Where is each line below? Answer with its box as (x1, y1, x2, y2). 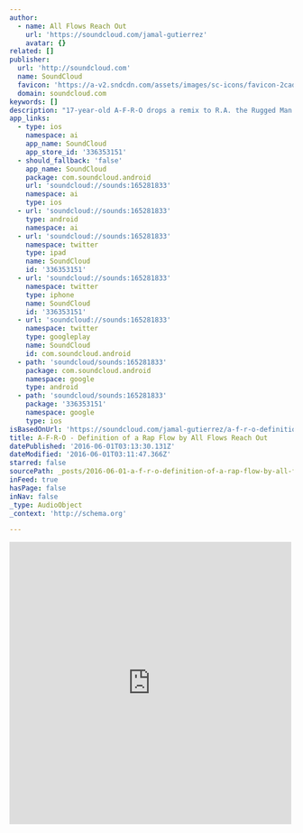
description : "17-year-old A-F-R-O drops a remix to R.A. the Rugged (9, 106, 277, 115)
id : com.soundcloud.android (25, 349, 131, 358)
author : (9, 13, 39, 23)
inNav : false (9, 491, 59, 501)
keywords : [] (9, 97, 59, 107)
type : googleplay (25, 332, 91, 342)
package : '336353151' (25, 399, 106, 409)
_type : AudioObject (9, 501, 83, 510)
